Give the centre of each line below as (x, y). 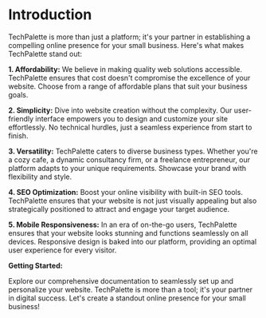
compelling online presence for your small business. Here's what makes (126, 45)
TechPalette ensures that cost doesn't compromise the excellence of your (129, 78)
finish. (18, 135)
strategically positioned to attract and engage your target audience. (119, 209)
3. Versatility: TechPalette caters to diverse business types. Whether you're (133, 151)
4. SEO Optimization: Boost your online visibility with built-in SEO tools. (125, 192)
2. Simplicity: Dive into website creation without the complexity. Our (120, 110)
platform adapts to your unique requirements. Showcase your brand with (127, 168)
